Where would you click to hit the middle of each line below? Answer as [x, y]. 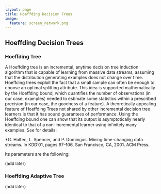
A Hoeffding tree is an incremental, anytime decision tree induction [72, 67]
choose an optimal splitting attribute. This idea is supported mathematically [80, 87]
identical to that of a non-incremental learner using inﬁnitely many [71, 125]
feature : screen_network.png [39, 23]
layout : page [18, 9]
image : [12, 18]
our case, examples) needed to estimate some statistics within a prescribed [80, 98]
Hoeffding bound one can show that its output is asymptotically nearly [75, 119]
